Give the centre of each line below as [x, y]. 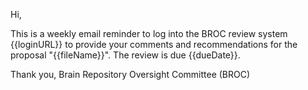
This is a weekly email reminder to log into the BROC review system [149, 33]
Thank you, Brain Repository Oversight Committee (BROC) [130, 74]
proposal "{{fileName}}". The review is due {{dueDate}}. [125, 55]
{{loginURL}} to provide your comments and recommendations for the [154, 44]
